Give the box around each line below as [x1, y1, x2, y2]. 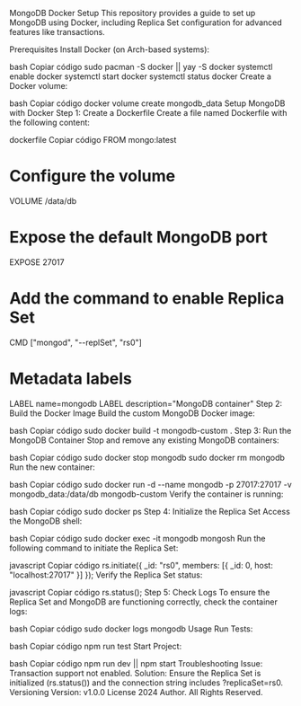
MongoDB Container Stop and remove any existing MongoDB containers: [9, 435, 280, 446]
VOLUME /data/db [9, 195, 77, 206]
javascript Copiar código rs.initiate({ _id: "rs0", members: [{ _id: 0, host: [9, 560, 274, 570]
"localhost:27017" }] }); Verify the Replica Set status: [9, 569, 203, 580]
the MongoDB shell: [9, 516, 83, 526]
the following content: [9, 117, 90, 128]
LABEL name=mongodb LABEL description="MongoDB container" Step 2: [9, 398, 283, 409]
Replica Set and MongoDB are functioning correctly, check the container [9, 596, 279, 607]
